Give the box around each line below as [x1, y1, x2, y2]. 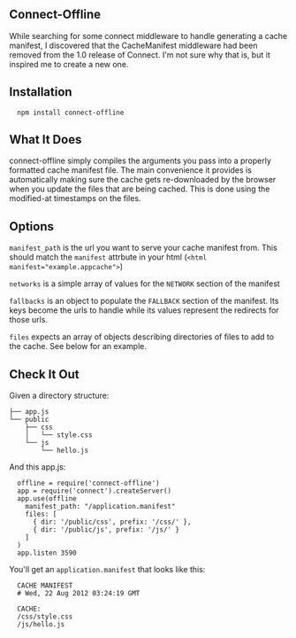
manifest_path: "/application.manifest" [25, 502, 176, 511]
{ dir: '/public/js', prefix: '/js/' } [32, 525, 179, 534]
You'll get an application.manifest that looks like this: [9, 564, 206, 575]
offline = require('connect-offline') [17, 478, 161, 488]
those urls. [9, 315, 49, 325]
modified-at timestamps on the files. [9, 193, 141, 204]
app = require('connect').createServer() [17, 486, 172, 495]
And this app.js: [9, 462, 66, 472]
